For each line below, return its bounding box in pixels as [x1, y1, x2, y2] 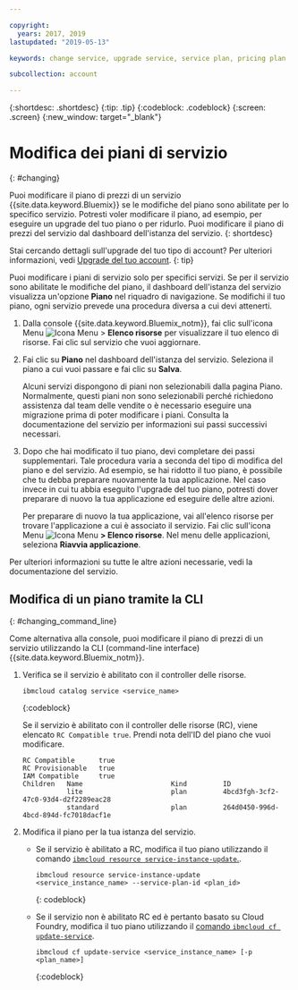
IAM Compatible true [21, 771, 115, 781]
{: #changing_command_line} [9, 615, 117, 626]
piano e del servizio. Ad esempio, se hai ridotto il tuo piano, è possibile [21, 465, 283, 476]
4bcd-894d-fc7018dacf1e [21, 810, 112, 819]
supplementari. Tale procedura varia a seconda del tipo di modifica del [21, 455, 284, 466]
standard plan [66, 802, 188, 812]
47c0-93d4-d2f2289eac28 [21, 795, 112, 804]
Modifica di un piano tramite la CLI [9, 592, 204, 607]
